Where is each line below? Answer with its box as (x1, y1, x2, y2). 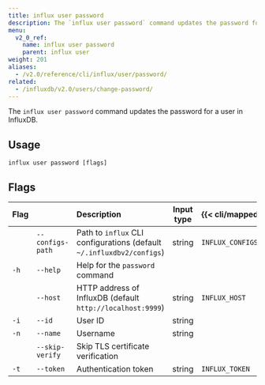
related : (8, 77, 37, 85)
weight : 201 (8, 56, 47, 64)
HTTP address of (76, 282, 140, 293)
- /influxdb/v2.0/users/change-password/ (15, 85, 154, 93)
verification (76, 351, 118, 361)
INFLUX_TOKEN (200, 364, 250, 373)
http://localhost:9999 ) (76, 302, 165, 313)
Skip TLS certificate (76, 341, 150, 352)
